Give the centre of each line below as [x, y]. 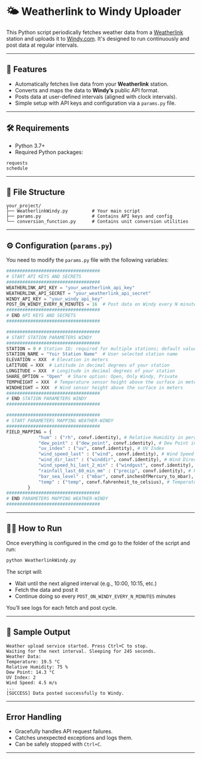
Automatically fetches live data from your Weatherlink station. [92, 84]
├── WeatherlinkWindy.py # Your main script [73, 211]
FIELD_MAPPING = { [29, 432]
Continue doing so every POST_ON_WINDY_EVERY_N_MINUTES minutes [95, 596]
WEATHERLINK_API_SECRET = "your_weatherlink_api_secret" [79, 293]
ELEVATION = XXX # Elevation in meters [57, 360]
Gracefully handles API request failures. [64, 731]
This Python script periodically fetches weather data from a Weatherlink [95, 32]
